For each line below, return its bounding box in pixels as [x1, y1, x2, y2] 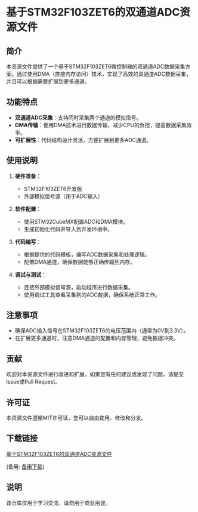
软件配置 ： [14, 205, 42, 212]
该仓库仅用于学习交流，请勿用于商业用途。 [6, 499, 111, 506]
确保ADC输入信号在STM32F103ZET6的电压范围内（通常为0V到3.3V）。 [14, 327, 189, 334]
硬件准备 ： [14, 172, 42, 180]
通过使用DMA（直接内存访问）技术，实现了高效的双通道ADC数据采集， [16, 70, 192, 78]
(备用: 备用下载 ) [6, 463, 45, 470]
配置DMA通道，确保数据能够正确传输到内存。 [23, 258, 136, 266]
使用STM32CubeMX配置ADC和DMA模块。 [23, 218, 129, 225]
